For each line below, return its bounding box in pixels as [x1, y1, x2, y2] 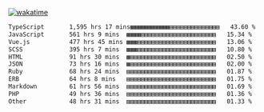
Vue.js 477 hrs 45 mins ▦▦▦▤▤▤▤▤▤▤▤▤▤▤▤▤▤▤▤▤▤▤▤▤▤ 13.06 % [8, 38, 252, 46]
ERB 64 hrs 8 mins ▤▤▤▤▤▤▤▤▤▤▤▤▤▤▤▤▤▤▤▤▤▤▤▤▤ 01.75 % [8, 75, 252, 83]
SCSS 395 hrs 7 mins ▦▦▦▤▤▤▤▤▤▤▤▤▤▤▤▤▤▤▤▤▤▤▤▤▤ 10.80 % [8, 45, 252, 54]
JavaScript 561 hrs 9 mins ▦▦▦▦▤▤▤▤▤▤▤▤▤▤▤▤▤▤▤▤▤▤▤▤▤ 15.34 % [8, 30, 252, 38]
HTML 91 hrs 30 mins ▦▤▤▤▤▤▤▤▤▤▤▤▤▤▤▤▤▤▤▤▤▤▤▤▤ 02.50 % [8, 53, 252, 61]
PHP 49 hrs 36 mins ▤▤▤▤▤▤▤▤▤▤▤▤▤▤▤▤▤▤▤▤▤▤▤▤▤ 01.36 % [8, 90, 252, 98]
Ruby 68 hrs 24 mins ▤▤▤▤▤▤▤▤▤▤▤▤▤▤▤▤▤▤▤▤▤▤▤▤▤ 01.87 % [8, 68, 252, 76]
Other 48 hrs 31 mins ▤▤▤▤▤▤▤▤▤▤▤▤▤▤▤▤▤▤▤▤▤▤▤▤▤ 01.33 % [8, 97, 252, 106]
